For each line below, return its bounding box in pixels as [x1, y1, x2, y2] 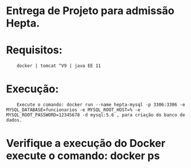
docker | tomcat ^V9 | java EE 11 [16, 63, 101, 69]
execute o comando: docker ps [6, 149, 160, 163]
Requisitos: [6, 43, 63, 57]
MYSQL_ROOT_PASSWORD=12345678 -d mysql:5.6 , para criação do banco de [6, 112, 185, 118]
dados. [6, 117, 22, 123]
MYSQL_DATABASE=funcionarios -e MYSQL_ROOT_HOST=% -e [6, 107, 141, 113]
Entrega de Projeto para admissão [6, 4, 175, 18]
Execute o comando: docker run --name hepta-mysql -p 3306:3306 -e [16, 102, 185, 108]
